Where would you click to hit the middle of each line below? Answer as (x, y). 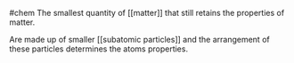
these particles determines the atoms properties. (99, 49)
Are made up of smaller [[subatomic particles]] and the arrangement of (139, 39)
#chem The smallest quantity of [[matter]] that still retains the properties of (147, 13)
